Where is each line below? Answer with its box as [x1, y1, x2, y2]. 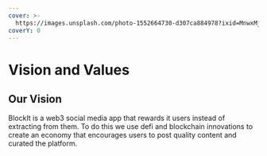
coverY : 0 [8, 26, 41, 34]
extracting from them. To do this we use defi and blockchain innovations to [8, 122, 253, 131]
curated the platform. [8, 138, 78, 148]
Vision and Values [8, 60, 130, 79]
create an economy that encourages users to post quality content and [8, 131, 237, 140]
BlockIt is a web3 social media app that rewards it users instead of [8, 113, 226, 123]
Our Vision [8, 92, 62, 106]
